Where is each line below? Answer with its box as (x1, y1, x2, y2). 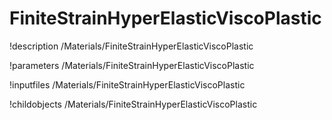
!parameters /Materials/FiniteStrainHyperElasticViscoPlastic (9, 59, 255, 71)
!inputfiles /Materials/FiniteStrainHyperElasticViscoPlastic (9, 78, 246, 91)
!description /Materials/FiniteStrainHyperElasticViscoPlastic (9, 40, 254, 52)
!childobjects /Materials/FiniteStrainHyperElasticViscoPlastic (9, 98, 258, 110)
